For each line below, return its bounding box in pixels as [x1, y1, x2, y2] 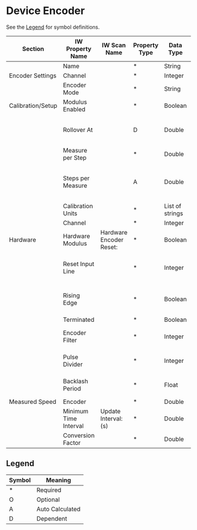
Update [100, 407, 121, 415]
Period [63, 384, 81, 392]
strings [164, 209, 184, 218]
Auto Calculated [36, 505, 81, 513]
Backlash [63, 377, 89, 385]
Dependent [36, 514, 67, 522]
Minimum [63, 407, 89, 415]
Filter [63, 336, 77, 344]
